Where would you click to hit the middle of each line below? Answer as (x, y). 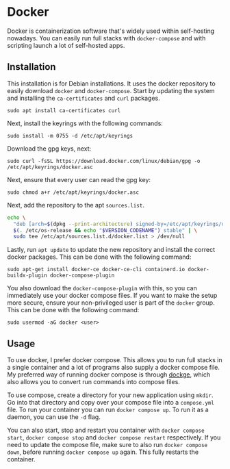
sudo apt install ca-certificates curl (64, 110)
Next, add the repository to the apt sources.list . (76, 205)
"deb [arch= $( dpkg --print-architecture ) (73, 224)
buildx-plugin (27, 276)
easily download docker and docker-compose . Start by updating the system (111, 90)
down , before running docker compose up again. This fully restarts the (103, 452)
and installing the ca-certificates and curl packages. (84, 98)
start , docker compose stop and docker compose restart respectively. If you (114, 438)
